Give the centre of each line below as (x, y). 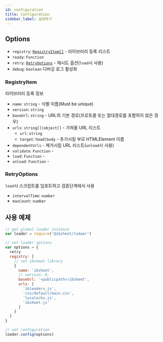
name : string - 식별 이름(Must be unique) (53, 104)
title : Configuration (27, 14)
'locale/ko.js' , (40, 298)
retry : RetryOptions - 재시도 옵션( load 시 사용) (58, 63)
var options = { (22, 248)
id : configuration (24, 10)
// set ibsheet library (39, 261)
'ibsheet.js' (36, 302)
